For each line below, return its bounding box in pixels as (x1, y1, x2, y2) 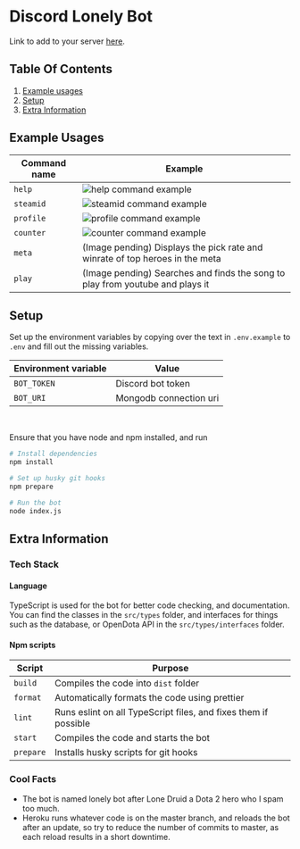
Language (9, 580, 47, 591)
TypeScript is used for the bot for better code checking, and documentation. (9, 600, 290, 611)
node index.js (9, 506, 62, 515)
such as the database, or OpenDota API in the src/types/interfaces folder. (9, 619, 286, 630)
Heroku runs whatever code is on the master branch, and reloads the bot (21, 812, 290, 823)
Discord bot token (115, 378, 190, 390)
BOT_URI (13, 393, 46, 404)
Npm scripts (9, 639, 56, 650)
